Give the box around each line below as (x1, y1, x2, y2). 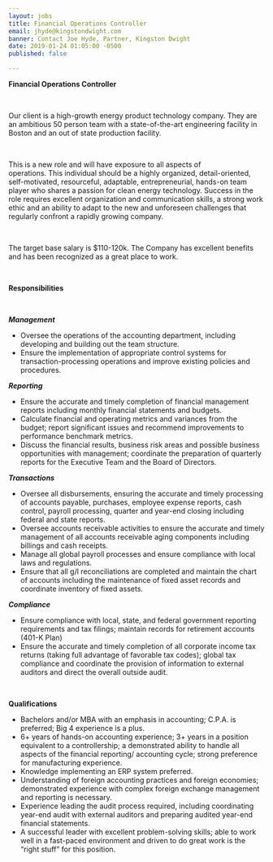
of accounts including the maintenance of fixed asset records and (19, 575, 241, 584)
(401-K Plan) (19, 632, 63, 642)
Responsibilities (8, 283, 64, 293)
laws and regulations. (19, 558, 92, 567)
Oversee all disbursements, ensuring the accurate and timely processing (19, 489, 264, 498)
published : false (8, 50, 67, 58)
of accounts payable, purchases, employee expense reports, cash (19, 497, 242, 507)
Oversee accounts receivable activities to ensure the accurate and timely (19, 523, 265, 533)
